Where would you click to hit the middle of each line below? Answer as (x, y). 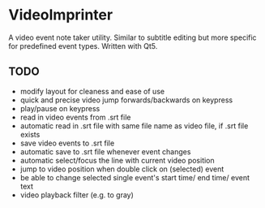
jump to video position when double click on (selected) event (122, 169)
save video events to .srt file (67, 143)
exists (30, 134)
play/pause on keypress (60, 108)
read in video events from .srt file (75, 117)
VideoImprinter (61, 15)
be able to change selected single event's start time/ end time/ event (135, 177)
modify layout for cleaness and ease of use (92, 91)
